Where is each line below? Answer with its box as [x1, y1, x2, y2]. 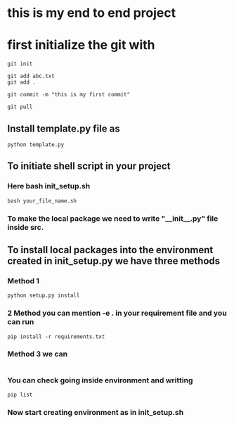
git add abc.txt [7, 72, 55, 80]
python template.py [7, 141, 65, 148]
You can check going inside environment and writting [7, 375, 193, 385]
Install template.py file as [7, 122, 121, 134]
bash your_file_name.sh [7, 197, 77, 205]
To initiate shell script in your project [7, 160, 171, 172]
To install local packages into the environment [7, 244, 214, 256]
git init [7, 60, 33, 68]
